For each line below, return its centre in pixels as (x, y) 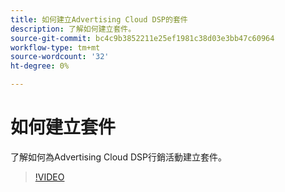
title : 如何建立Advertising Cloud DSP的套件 (99, 19)
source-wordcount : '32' (60, 57)
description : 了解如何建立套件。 (73, 29)
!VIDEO (49, 177)
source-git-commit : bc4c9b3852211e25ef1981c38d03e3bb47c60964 (142, 38)
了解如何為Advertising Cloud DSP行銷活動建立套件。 (118, 157)
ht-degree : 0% (40, 66)
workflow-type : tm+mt (55, 47)
